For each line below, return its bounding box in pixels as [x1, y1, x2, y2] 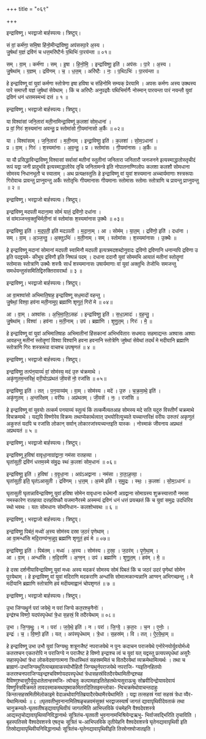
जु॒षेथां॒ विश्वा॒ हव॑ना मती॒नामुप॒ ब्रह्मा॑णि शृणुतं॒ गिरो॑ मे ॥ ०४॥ [6, 299, 113, 305]
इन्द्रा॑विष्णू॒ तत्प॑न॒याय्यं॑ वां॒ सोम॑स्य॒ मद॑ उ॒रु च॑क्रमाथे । [6, 368, 101, 375]
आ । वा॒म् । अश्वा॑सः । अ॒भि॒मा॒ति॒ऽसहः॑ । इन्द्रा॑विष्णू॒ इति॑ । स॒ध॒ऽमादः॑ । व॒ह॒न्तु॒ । [6, 311, 155, 318]
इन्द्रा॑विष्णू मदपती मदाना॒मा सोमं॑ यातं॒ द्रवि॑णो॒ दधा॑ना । [6, 208, 102, 215]
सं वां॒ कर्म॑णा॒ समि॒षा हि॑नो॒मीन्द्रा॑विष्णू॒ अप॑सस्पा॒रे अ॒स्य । [6, 42, 105, 48]
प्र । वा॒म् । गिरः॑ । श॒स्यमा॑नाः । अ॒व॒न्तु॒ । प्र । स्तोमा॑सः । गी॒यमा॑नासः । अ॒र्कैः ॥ [6, 144, 157, 151]
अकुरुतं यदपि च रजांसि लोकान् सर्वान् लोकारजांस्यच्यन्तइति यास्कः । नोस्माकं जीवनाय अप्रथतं [6, 420, 183, 427]
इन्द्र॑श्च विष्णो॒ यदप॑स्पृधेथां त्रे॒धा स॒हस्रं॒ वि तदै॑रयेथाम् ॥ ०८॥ [6, 611, 115, 618]
